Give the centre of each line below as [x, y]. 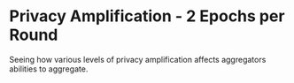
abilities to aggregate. [49, 69]
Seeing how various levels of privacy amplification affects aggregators [138, 59]
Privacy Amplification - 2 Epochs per [147, 16]
